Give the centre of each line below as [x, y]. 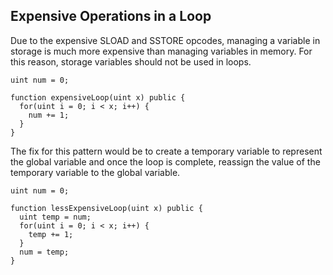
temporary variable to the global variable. [95, 172]
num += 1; [49, 115]
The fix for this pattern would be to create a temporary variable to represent [166, 151]
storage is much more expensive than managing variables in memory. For [161, 51]
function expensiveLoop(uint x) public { [98, 97]
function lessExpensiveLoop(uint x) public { [106, 208]
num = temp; [44, 252]
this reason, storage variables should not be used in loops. [131, 61]
